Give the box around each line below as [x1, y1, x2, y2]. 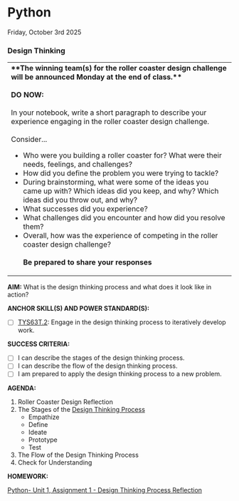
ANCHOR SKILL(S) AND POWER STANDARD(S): [7, 304, 149, 313]
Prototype [28, 435, 58, 444]
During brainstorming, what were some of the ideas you [23, 177, 209, 187]
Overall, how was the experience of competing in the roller [23, 231, 218, 241]
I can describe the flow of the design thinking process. [17, 361, 178, 371]
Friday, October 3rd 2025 [7, 28, 82, 36]
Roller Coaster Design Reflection [17, 398, 114, 406]
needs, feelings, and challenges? [23, 160, 133, 170]
